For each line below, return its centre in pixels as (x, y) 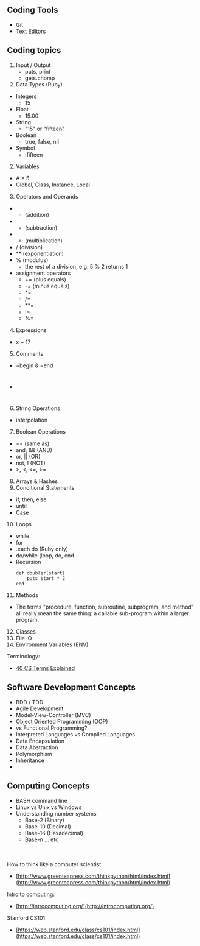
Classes (26, 632)
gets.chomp (40, 78)
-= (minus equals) (47, 286)
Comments (29, 353)
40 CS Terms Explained (45, 668)
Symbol (25, 148)
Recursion (28, 562)
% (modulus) (32, 260)
